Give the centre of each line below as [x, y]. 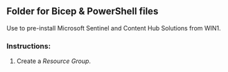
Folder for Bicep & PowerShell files [82, 11]
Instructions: [29, 46]
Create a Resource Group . [54, 61]
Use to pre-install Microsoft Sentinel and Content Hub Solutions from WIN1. [114, 28]
